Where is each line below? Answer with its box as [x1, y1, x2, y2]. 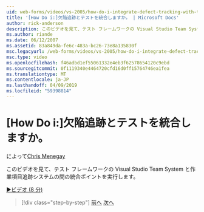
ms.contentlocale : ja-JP [6, 77, 69, 83]
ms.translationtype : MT [6, 71, 67, 77]
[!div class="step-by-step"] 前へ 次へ [21, 199, 114, 206]
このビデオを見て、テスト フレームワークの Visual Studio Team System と [6, 165, 191, 173]
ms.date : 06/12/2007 [6, 37, 59, 43]
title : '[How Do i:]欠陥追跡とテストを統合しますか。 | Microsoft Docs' [6, 15, 179, 21]
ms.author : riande [6, 32, 53, 38]
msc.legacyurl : [6, 49, 45, 55]
